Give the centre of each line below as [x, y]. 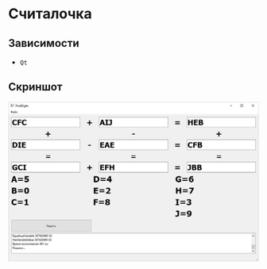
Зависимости [44, 43]
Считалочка [50, 14]
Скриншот [35, 87]
